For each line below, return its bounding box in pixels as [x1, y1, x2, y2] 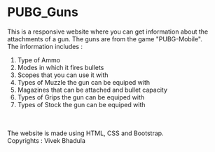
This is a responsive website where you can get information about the [7, 27, 209, 36]
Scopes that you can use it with [17, 71, 109, 79]
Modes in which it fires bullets [17, 63, 104, 71]
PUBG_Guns [7, 4, 78, 20]
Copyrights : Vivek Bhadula [7, 136, 86, 144]
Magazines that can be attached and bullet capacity [17, 85, 168, 94]
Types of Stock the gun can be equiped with [17, 100, 146, 109]
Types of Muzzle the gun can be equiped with [17, 78, 151, 86]
